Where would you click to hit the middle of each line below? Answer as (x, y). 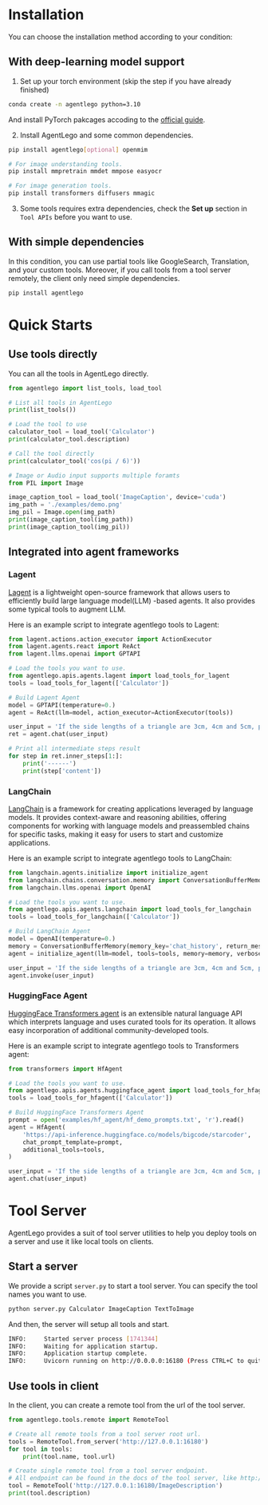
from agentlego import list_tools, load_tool (85, 388)
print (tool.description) (49, 1493)
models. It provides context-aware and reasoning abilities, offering (118, 817)
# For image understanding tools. (66, 164)
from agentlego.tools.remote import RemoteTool (89, 1420)
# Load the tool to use (48, 425)
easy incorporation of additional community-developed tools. (109, 1030)
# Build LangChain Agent (49, 932)
